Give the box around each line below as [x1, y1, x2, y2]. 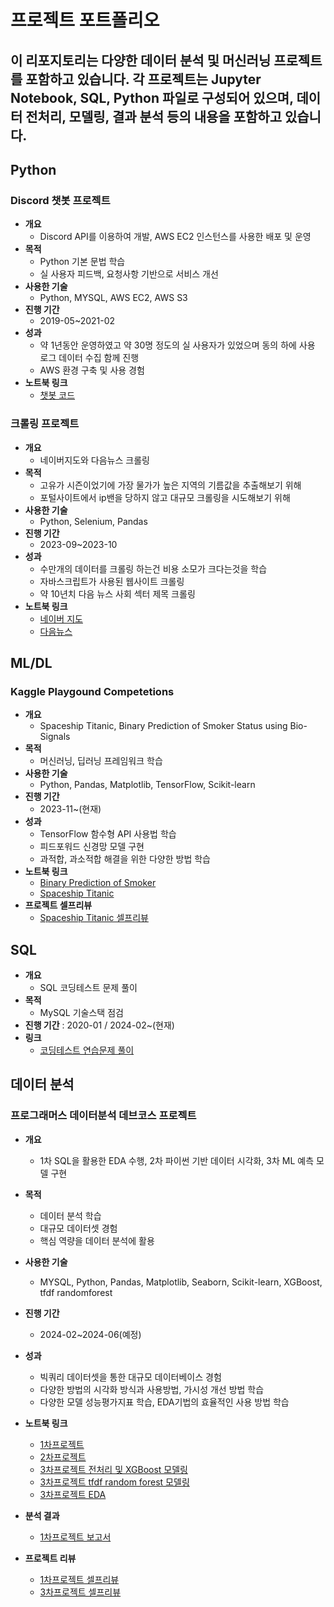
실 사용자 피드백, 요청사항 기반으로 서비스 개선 [39, 268, 219, 280]
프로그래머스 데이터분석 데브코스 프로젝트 [10, 1109, 197, 1123]
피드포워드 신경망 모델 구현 [39, 841, 145, 853]
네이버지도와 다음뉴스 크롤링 [39, 454, 150, 466]
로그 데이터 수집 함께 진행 [39, 352, 140, 364]
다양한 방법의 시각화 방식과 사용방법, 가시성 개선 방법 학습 [39, 1383, 265, 1395]
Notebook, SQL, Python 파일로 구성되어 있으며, [10, 89, 294, 106]
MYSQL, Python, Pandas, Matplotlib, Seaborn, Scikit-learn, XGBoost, [39, 1276, 323, 1288]
